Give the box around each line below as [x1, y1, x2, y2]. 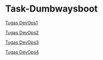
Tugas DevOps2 [5, 29, 39, 35]
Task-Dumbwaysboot [5, 3, 98, 15]
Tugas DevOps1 [5, 20, 38, 26]
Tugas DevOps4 [5, 49, 39, 55]
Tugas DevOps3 [5, 39, 39, 45]
